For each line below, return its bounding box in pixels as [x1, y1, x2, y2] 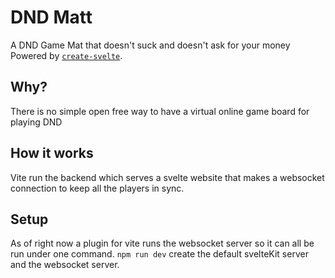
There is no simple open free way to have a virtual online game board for [10, 105, 310, 117]
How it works [10, 145, 94, 162]
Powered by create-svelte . [10, 49, 123, 61]
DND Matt [10, 6, 93, 29]
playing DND [10, 116, 63, 128]
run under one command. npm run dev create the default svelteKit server [10, 248, 309, 260]
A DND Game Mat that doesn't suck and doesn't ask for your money [10, 39, 291, 51]
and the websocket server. [10, 259, 120, 271]
